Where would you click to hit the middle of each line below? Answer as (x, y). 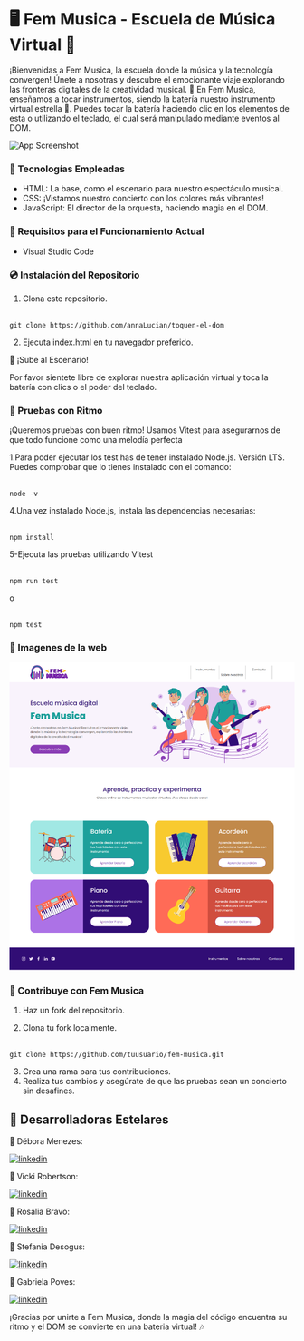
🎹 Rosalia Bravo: (40, 1212)
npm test (26, 625)
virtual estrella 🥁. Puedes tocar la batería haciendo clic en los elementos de (149, 108)
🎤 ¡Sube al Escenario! (49, 359)
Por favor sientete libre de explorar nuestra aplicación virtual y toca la (139, 377)
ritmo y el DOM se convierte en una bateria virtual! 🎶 (107, 1326)
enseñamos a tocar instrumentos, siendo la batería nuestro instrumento (142, 99)
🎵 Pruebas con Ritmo (56, 410)
